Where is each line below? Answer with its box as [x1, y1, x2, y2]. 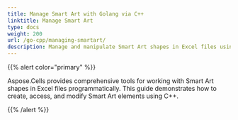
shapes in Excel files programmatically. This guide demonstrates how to [7, 84, 217, 92]
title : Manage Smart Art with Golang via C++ [7, 10, 144, 18]
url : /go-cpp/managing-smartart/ [7, 37, 106, 44]
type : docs [7, 23, 40, 31]
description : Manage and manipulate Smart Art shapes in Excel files [7, 43, 217, 50]
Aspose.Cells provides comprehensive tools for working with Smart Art [7, 77, 214, 85]
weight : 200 [7, 30, 42, 38]
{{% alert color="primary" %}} [7, 63, 96, 71]
